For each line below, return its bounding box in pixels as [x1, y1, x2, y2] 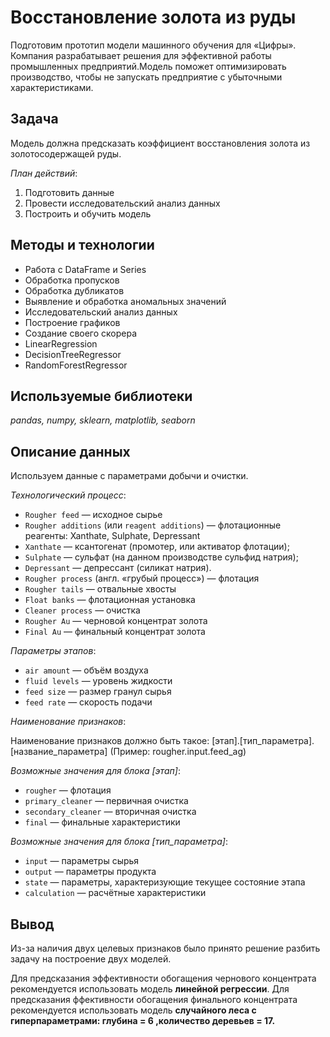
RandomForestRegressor [24, 359, 128, 371]
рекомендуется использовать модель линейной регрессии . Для [10, 983, 290, 995]
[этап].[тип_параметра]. [211, 735, 315, 747]
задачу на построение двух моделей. [10, 953, 172, 965]
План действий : [10, 167, 78, 179]
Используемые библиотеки [10, 387, 193, 405]
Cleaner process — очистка [24, 604, 141, 616]
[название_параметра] [10, 746, 108, 758]
